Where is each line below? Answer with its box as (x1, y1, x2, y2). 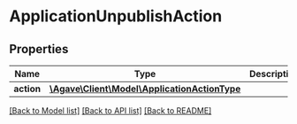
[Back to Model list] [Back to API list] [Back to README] (9, 105, 212, 116)
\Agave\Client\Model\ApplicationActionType (49, 82, 241, 95)
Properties (9, 42, 69, 57)
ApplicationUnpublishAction (9, 6, 223, 27)
